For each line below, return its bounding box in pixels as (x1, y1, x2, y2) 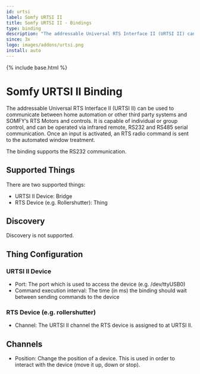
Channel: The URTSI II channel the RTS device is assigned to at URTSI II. (14, 322, 193, 329)
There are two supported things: (6, 181, 86, 188)
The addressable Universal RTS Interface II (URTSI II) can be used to (6, 104, 174, 112)
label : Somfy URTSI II (6, 14, 62, 20)
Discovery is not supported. (6, 232, 74, 239)
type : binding (6, 25, 42, 32)
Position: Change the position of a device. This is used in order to (14, 355, 176, 362)
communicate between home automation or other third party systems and (6, 111, 187, 118)
